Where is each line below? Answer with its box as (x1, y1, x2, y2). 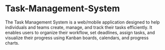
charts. (5, 40, 20, 46)
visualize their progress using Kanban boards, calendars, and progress (5, 35, 149, 41)
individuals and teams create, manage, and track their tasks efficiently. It (5, 24, 153, 30)
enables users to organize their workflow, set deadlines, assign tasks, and (5, 29, 155, 35)
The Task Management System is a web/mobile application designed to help (5, 19, 160, 25)
